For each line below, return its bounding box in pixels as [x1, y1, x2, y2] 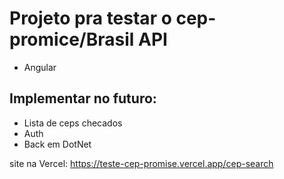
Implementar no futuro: [9, 90, 157, 107]
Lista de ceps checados [23, 117, 123, 129]
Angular [23, 61, 57, 73]
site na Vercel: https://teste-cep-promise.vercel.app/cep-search [9, 157, 274, 169]
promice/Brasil [9, 28, 135, 51]
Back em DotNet [23, 138, 92, 150]
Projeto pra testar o [9, 7, 172, 30]
